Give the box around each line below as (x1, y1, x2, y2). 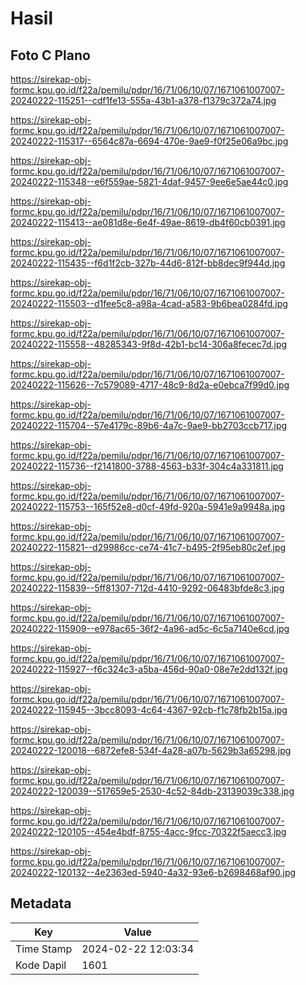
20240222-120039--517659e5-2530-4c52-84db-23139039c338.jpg (10, 785, 295, 797)
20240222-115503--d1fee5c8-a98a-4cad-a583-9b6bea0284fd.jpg (10, 298, 288, 309)
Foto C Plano (10, 47, 91, 64)
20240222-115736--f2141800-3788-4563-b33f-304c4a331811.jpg (10, 460, 284, 472)
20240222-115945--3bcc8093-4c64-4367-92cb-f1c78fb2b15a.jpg (10, 704, 288, 716)
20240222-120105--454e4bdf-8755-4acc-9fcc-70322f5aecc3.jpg (10, 826, 287, 837)
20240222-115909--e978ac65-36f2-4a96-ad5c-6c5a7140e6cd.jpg (10, 623, 290, 634)
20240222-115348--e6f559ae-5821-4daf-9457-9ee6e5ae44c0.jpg (10, 176, 289, 187)
